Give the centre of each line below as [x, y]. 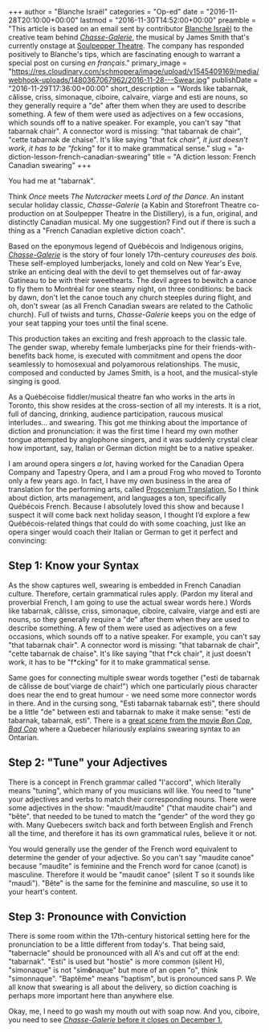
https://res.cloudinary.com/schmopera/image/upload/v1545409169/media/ [135, 71]
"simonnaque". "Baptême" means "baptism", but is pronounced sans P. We [132, 979]
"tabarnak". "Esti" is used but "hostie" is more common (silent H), [116, 962]
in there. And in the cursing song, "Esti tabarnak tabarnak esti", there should [134, 703]
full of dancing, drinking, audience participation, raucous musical [116, 414]
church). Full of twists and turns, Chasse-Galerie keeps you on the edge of [132, 314]
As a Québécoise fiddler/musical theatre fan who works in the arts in [122, 397]
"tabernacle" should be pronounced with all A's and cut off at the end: [124, 953]
